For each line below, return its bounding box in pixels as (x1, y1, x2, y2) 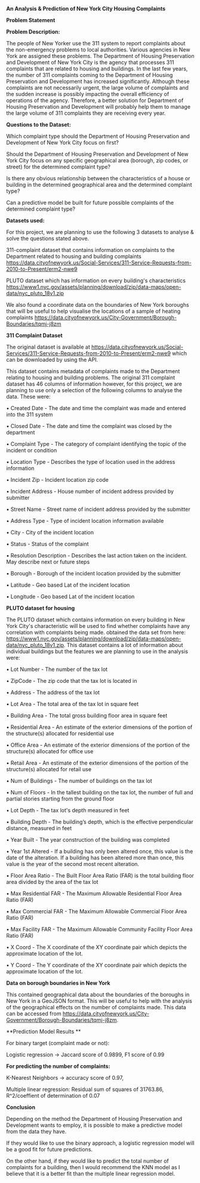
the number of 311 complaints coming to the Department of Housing (6, 72, 173, 78)
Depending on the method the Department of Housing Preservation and (6, 1116, 183, 1122)
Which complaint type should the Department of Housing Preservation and (6, 133, 190, 140)
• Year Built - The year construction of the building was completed (6, 836, 170, 843)
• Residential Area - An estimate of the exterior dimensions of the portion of (6, 723, 193, 731)
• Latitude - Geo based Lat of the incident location (6, 581, 130, 589)
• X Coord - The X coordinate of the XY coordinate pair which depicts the (6, 944, 187, 951)
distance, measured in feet (6, 825, 72, 831)
